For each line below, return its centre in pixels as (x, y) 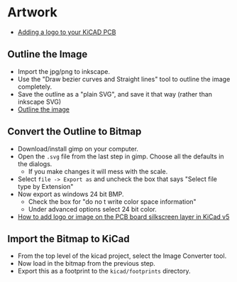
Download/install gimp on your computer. (78, 148)
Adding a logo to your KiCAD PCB (67, 32)
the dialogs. (35, 163)
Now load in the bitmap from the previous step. (87, 264)
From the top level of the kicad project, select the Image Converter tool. (122, 256)
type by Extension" (45, 186)
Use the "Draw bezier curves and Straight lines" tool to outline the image (124, 79)
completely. (34, 87)
